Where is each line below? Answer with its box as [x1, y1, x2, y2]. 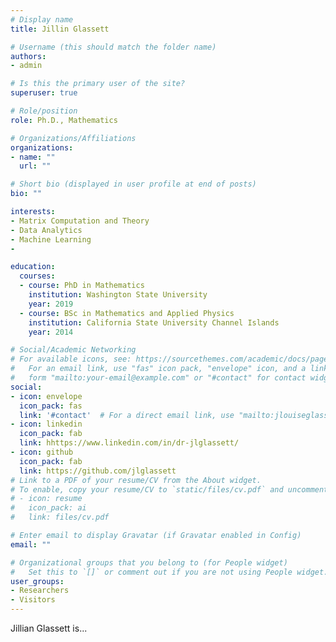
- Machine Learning [10, 234, 92, 245]
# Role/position [10, 106, 78, 116]
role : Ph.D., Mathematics [10, 115, 118, 125]
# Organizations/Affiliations [10, 133, 137, 143]
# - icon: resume [10, 494, 83, 504]
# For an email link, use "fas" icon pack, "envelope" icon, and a [10, 364, 307, 374]
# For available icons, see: [10, 354, 132, 365]
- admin [10, 61, 43, 71]
